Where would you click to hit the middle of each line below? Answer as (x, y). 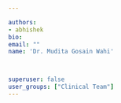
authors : (22, 22)
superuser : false (37, 79)
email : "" (24, 44)
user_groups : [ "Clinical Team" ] (61, 87)
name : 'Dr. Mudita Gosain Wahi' (61, 52)
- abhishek (26, 29)
